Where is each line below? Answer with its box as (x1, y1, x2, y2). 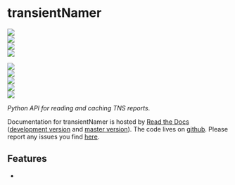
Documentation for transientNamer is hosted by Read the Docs (7, 117, 190, 126)
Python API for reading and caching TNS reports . (7, 103, 151, 112)
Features (7, 153, 47, 165)
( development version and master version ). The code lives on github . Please (7, 125, 229, 133)
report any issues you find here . (7, 132, 100, 141)
